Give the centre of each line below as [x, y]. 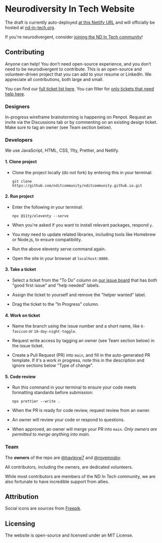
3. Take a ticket [21, 269]
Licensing [20, 523]
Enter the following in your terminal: [47, 207]
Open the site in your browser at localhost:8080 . [60, 258]
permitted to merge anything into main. [51, 434]
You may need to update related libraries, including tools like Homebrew [84, 234]
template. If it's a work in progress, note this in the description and [78, 361]
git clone [22, 181]
